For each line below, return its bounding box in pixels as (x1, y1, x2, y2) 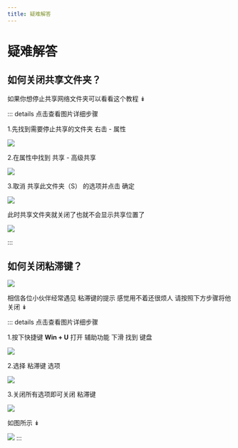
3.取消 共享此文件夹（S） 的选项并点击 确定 (7, 181, 135, 190)
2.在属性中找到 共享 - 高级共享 (7, 153, 96, 161)
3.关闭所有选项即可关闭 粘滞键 (7, 390, 96, 399)
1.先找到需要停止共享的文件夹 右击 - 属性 (7, 124, 126, 133)
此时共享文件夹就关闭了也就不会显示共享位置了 (7, 210, 145, 218)
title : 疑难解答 (7, 10, 51, 18)
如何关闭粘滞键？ (7, 260, 83, 273)
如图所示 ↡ (7, 419, 40, 427)
